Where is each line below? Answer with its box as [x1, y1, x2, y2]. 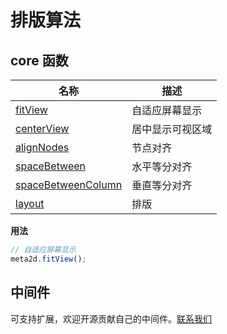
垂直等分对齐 [131, 179, 193, 192]
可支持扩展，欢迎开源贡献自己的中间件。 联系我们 [10, 312, 212, 325]
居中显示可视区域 [131, 122, 213, 136]
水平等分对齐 [131, 160, 193, 173]
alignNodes [15, 141, 70, 154]
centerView [15, 122, 70, 135]
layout [15, 197, 45, 210]
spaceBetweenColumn [15, 178, 123, 191]
